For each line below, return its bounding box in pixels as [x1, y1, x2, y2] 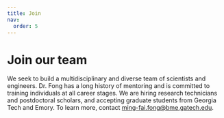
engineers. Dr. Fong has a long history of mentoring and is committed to [7, 82, 210, 90]
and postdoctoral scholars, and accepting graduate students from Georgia [7, 96, 217, 104]
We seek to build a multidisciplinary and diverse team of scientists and [7, 74, 206, 83]
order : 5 [13, 23, 38, 29]
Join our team [7, 52, 88, 68]
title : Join [7, 10, 41, 17]
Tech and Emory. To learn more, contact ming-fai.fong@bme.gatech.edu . [7, 104, 214, 112]
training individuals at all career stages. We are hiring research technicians [7, 89, 218, 98]
